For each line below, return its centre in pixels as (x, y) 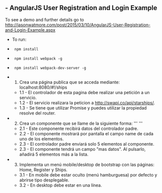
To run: (19, 39)
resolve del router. (37, 113)
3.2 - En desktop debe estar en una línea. (61, 185)
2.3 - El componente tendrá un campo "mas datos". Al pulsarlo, (82, 149)
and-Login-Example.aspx (30, 30)
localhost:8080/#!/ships (43, 87)
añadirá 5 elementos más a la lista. (54, 154)
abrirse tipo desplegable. (44, 180)
